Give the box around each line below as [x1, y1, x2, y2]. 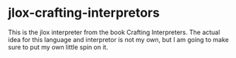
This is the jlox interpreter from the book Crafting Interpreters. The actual [8, 28, 220, 36]
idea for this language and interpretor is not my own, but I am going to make [8, 35, 229, 43]
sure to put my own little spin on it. [8, 43, 109, 51]
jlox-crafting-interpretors [8, 5, 160, 21]
